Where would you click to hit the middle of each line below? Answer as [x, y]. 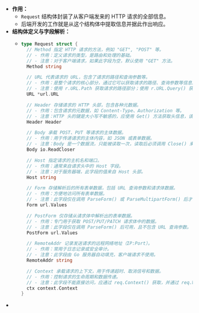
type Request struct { [49, 44]
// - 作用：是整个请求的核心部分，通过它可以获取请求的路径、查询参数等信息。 [111, 83]
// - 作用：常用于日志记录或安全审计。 [69, 249]
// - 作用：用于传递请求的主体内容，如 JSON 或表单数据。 [90, 138]
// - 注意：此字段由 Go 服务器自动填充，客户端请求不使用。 [92, 255]
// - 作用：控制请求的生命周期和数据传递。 [73, 277]
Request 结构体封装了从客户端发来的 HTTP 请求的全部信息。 [95, 16]
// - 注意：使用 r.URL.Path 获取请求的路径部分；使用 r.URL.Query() [106, 89]
